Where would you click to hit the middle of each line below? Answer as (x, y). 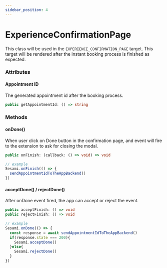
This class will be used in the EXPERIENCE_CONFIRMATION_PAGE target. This (79, 49)
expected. (15, 59)
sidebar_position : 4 (27, 10)
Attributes (18, 72)
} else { (16, 247)
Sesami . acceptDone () (35, 242)
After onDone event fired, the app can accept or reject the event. (72, 201)
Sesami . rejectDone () (35, 251)
